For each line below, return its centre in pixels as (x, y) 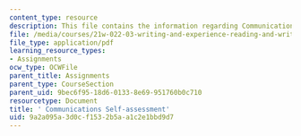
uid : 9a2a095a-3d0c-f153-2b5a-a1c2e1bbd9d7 (92, 117)
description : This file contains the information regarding (124, 26)
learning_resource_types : (57, 51)
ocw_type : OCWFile (43, 68)
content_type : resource (54, 17)
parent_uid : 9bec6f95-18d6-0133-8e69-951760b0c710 (106, 92)
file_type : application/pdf (62, 42)
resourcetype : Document (54, 101)
